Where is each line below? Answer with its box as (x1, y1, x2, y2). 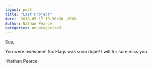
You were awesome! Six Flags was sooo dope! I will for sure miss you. (5, 49, 149, 55)
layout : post (5, 7, 32, 12)
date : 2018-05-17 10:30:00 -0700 (5, 16, 77, 21)
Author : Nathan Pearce (5, 21, 52, 26)
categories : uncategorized (5, 26, 61, 31)
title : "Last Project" (5, 12, 52, 17)
